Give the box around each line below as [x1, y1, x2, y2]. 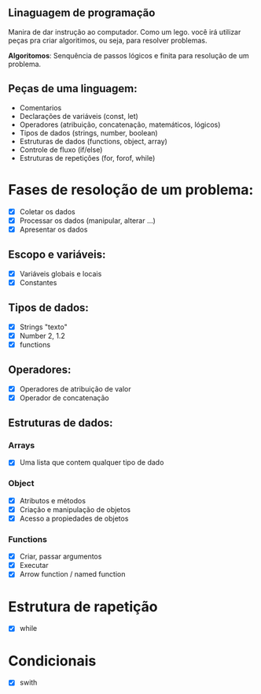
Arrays [8, 440, 35, 451]
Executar [19, 561, 49, 570]
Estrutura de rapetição [8, 598, 158, 615]
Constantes [19, 277, 57, 287]
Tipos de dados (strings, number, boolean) [19, 128, 159, 137]
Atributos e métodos [19, 495, 86, 505]
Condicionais [8, 651, 97, 670]
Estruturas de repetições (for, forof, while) [19, 153, 156, 162]
